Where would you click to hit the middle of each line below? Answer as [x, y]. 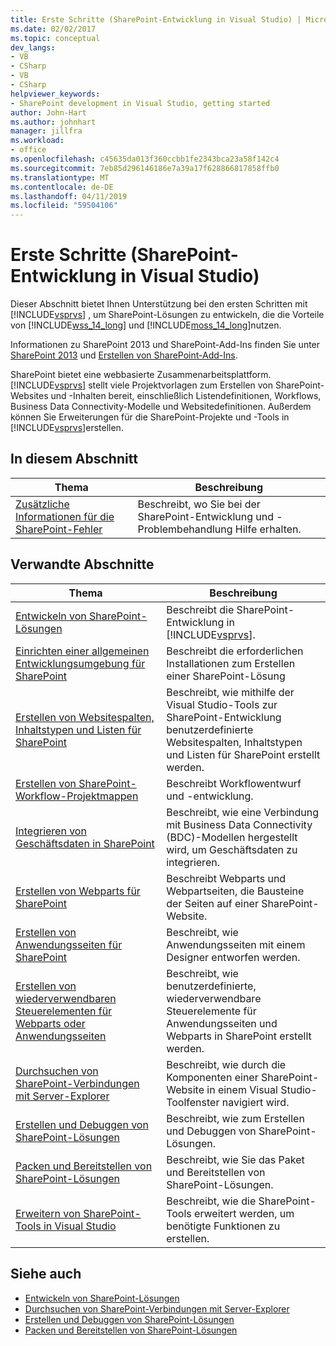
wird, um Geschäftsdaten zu [232, 849]
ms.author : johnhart [53, 122]
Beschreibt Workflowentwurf [234, 783]
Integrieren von [51, 831]
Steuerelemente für [211, 1011]
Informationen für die [65, 516]
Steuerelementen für [64, 1011]
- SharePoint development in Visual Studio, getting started [140, 103]
